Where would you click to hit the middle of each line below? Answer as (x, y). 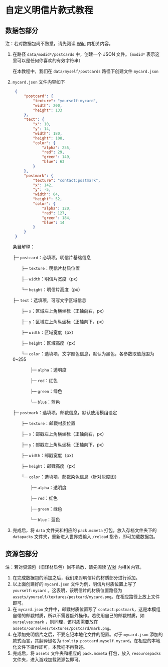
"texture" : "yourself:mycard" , (65, 101)
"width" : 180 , (48, 133)
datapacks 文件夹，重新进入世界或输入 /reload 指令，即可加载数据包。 (85, 536)
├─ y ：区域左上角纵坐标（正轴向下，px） (64, 322)
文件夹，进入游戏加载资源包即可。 (48, 659)
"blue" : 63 (53, 162)
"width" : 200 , (48, 105)
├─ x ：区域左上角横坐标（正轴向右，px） (64, 311)
